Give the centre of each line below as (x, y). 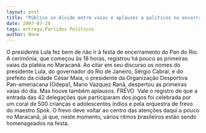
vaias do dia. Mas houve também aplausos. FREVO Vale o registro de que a (102, 91)
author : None (23, 35)
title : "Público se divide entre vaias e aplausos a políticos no (93, 18)
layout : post (23, 12)
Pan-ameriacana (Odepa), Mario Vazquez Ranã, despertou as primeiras (97, 84)
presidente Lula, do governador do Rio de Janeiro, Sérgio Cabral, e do (95, 71)
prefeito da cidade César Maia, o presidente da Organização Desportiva (97, 78)
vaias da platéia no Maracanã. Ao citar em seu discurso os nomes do (93, 65)
